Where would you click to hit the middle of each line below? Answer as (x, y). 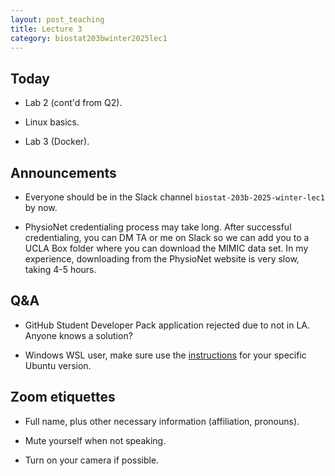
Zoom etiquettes (63, 397)
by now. (41, 207)
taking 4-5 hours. (60, 269)
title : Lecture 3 (46, 29)
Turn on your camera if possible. (92, 460)
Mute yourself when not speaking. (95, 440)
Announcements (63, 172)
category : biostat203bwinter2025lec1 (89, 38)
